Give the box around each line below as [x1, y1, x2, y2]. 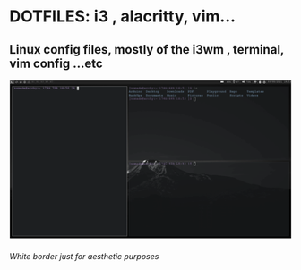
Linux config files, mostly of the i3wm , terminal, [9, 42, 285, 57]
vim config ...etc [9, 55, 103, 71]
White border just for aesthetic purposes [9, 250, 159, 261]
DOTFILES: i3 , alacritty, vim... [9, 6, 236, 27]
